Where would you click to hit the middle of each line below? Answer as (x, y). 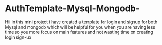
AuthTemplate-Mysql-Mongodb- (73, 8)
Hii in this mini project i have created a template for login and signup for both (81, 22)
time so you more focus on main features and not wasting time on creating (79, 32)
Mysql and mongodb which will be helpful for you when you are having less (80, 27)
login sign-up (18, 37)
